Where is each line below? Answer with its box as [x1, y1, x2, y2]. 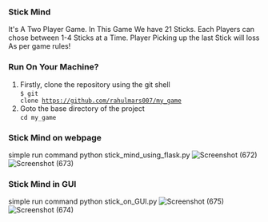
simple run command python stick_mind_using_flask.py [8, 150, 190, 160]
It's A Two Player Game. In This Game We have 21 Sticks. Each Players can [8, 25, 254, 34]
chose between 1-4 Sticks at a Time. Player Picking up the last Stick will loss [8, 33, 260, 42]
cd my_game [19, 113, 57, 121]
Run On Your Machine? [8, 61, 99, 73]
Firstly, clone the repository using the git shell [19, 79, 170, 89]
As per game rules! [8, 42, 71, 51]
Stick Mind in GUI [8, 178, 77, 189]
